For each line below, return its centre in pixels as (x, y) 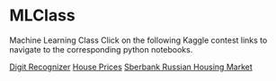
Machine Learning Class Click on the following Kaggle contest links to (138, 40)
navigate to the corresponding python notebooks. (101, 49)
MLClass (43, 16)
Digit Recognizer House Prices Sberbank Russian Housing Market (131, 67)
